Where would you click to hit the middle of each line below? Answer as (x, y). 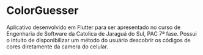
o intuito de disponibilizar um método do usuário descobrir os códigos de (98, 40)
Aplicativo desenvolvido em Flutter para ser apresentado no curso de (94, 27)
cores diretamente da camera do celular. (57, 47)
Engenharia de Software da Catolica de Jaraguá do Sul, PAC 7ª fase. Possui (102, 33)
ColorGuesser (42, 11)
